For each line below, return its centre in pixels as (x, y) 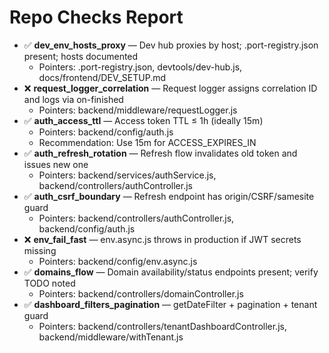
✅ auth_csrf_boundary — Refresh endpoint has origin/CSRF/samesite (169, 196)
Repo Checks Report (96, 17)
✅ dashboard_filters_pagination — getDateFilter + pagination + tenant (170, 304)
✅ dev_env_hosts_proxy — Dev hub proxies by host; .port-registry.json (171, 45)
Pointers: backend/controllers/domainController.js (141, 293)
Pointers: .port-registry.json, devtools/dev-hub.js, (140, 67)
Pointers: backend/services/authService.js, (127, 175)
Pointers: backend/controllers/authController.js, (136, 218)
